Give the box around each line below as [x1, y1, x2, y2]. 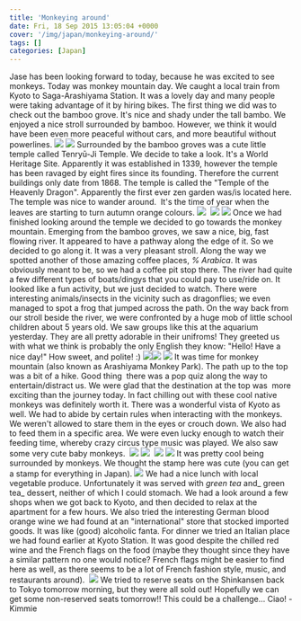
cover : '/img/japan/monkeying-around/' [9, 30, 159, 39]
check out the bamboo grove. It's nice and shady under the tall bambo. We [9, 110, 286, 120]
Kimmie [9, 603, 38, 614]
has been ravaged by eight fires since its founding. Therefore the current [9, 168, 279, 179]
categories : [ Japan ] [9, 47, 87, 56]
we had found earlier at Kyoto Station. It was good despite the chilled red [9, 536, 279, 546]
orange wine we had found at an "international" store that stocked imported [9, 516, 289, 527]
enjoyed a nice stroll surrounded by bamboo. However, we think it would [9, 119, 277, 130]
